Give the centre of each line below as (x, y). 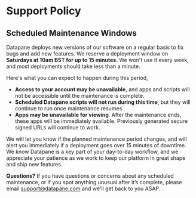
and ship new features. (34, 164)
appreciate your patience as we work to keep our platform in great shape (96, 158)
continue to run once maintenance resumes (68, 108)
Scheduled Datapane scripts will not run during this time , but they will (102, 102)
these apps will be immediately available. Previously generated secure (101, 121)
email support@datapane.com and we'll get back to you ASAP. (83, 188)
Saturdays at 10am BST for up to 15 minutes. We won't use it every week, (98, 60)
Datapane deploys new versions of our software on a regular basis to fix (95, 47)
